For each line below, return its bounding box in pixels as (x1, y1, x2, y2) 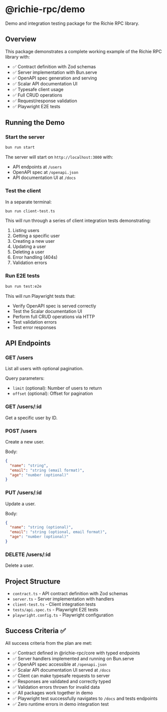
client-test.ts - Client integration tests (12, 601, 96, 607)
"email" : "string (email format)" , (10, 468, 85, 473)
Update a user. (5, 501, 36, 507)
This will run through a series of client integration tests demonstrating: (5, 217, 151, 224)
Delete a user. (5, 562, 34, 568)
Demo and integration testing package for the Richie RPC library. (5, 20, 140, 26)
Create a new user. (5, 438, 44, 444)
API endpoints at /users (12, 164, 62, 170)
